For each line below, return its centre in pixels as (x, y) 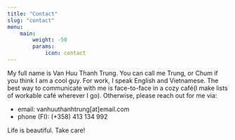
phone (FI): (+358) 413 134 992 (62, 116)
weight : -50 (50, 40)
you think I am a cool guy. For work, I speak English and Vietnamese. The (113, 80)
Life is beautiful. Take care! (46, 130)
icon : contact (65, 53)
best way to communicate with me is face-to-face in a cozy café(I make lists (117, 88)
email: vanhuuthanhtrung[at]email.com (73, 109)
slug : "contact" (31, 20)
